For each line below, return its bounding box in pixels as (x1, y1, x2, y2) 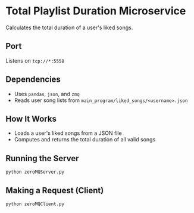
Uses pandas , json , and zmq (14, 90, 80, 97)
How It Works (5, 113, 57, 124)
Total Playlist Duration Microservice (5, 4, 186, 18)
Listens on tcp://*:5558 (5, 57, 65, 64)
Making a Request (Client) (5, 185, 104, 195)
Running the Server (5, 153, 79, 163)
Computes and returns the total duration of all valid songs (14, 136, 156, 143)
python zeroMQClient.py (5, 201, 65, 207)
